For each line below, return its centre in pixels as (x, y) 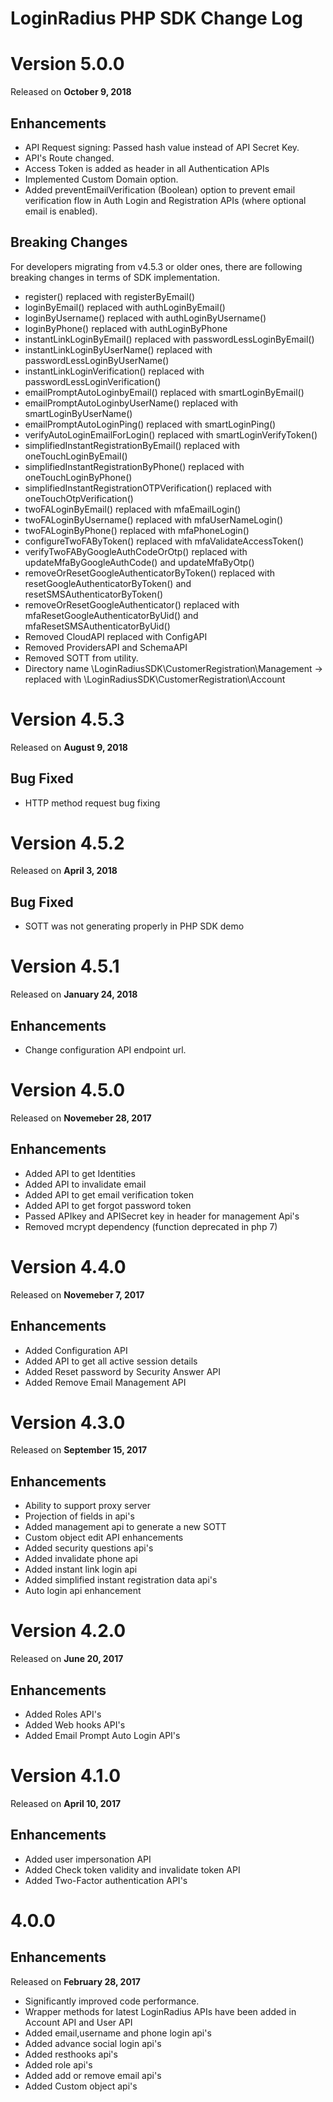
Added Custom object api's (81, 2086)
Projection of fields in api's (79, 1516)
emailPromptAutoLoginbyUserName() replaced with (131, 403)
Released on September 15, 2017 (79, 1450)
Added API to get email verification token (109, 1194)
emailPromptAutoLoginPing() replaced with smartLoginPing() (150, 424)
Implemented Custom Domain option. (101, 179)
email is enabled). (61, 211)
